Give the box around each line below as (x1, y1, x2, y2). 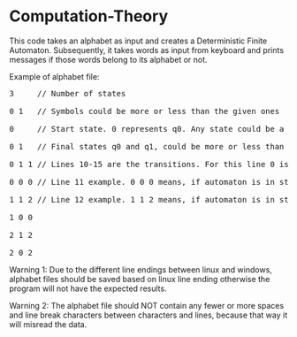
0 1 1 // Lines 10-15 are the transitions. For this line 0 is (9, 159, 289, 169)
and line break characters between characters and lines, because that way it (9, 310, 288, 320)
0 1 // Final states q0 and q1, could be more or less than (9, 142, 285, 151)
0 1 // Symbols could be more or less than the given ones (9, 106, 280, 116)
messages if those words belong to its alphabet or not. (9, 54, 208, 65)
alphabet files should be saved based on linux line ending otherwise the (9, 273, 270, 284)
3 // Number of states (9, 88, 126, 98)
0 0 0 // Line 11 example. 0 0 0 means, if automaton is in (9, 177, 276, 187)
